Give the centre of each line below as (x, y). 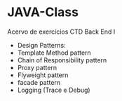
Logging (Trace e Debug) (54, 90)
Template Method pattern (54, 53)
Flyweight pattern (43, 75)
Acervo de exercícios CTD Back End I (61, 32)
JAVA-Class (43, 12)
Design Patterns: (41, 45)
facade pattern (39, 82)
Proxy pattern (37, 67)
